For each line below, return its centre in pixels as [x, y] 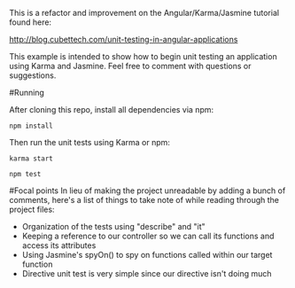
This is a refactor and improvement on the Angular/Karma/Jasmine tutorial [144, 13]
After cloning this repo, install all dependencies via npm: [112, 109]
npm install [31, 126]
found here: [30, 22]
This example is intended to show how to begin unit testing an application [143, 56]
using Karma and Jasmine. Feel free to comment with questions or [130, 66]
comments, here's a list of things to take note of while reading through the [144, 200]
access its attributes [59, 245]
